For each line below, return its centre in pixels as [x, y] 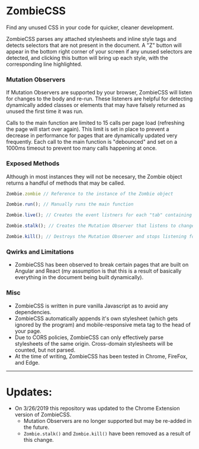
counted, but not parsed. [45, 350]
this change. [39, 440]
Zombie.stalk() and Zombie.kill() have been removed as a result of [107, 434]
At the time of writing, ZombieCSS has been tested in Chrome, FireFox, [101, 356]
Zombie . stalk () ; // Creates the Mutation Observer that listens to [91, 226]
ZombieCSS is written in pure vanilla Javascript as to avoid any [92, 306]
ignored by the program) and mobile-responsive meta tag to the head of [102, 324]
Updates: [29, 392]
